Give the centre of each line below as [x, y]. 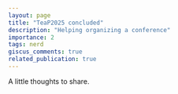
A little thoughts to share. [49, 81]
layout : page [30, 15]
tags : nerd [26, 45]
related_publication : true [52, 60]
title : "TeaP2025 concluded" [56, 23]
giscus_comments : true [45, 52]
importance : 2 [32, 37]
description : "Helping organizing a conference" [89, 30]
